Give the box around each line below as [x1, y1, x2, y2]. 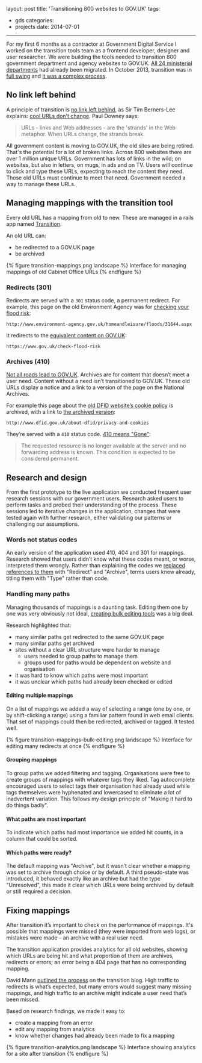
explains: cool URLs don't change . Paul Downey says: [6, 112, 139, 119]
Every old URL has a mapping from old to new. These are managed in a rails [6, 214, 194, 221]
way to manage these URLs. [6, 180, 76, 187]
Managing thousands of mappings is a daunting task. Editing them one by [6, 603, 188, 611]
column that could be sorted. [6, 835, 78, 843]
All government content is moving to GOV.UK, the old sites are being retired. [6, 142, 194, 149]
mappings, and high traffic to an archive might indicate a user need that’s [6, 990, 188, 997]
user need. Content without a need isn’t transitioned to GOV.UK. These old [6, 378, 191, 385]
